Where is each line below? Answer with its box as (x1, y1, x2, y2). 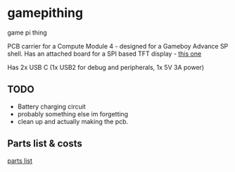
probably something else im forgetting (17, 109, 129, 118)
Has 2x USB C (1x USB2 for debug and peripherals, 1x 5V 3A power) (7, 63, 205, 71)
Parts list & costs (7, 137, 82, 149)
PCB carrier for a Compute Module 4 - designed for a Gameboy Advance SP (7, 42, 229, 50)
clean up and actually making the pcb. (17, 117, 129, 125)
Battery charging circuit (17, 102, 86, 111)
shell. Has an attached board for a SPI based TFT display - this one (7, 49, 202, 58)
